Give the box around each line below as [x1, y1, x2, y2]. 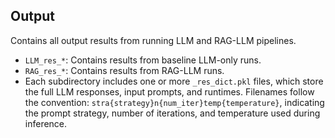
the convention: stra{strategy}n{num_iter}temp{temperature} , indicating [24, 96, 325, 108]
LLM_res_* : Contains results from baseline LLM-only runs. [24, 54, 262, 66]
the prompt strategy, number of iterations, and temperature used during [24, 107, 321, 119]
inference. [24, 117, 68, 129]
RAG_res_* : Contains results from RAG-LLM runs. [24, 64, 225, 76]
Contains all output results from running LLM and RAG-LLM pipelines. [10, 34, 297, 46]
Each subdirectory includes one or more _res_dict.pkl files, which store [24, 75, 324, 87]
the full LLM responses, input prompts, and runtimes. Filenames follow [24, 85, 315, 98]
